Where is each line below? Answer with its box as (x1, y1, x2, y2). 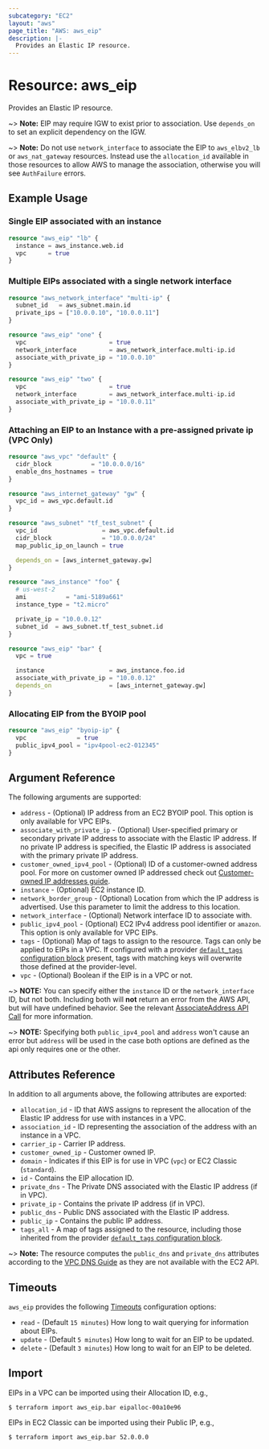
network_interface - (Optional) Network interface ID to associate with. (19, 910, 253, 920)
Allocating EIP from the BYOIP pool (8, 708, 147, 719)
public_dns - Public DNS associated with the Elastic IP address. (19, 1207, 230, 1217)
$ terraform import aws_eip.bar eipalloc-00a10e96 (8, 1403, 181, 1411)
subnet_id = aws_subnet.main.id (15, 301, 131, 310)
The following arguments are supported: (8, 792, 142, 802)
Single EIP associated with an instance (8, 216, 162, 227)
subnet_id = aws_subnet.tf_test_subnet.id (15, 622, 163, 630)
